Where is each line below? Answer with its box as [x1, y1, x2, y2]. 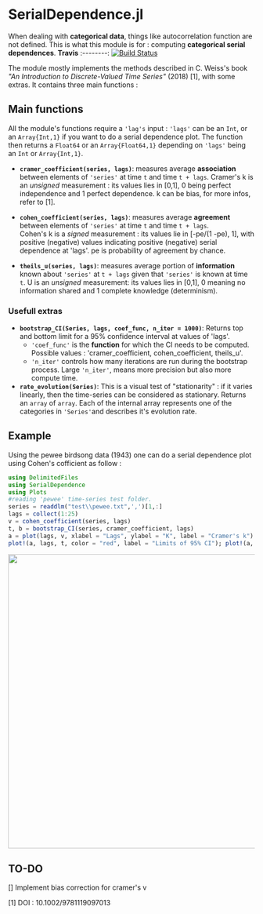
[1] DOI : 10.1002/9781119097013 [8, 898, 111, 908]
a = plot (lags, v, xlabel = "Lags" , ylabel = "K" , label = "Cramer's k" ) [8, 532, 254, 540]
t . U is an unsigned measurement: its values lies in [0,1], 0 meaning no [19, 277, 246, 287]
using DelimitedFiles [8, 473, 79, 482]
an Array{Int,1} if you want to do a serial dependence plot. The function [8, 132, 243, 141]
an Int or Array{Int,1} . [8, 148, 84, 158]
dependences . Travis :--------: [8, 48, 110, 57]
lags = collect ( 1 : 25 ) [8, 510, 79, 519]
